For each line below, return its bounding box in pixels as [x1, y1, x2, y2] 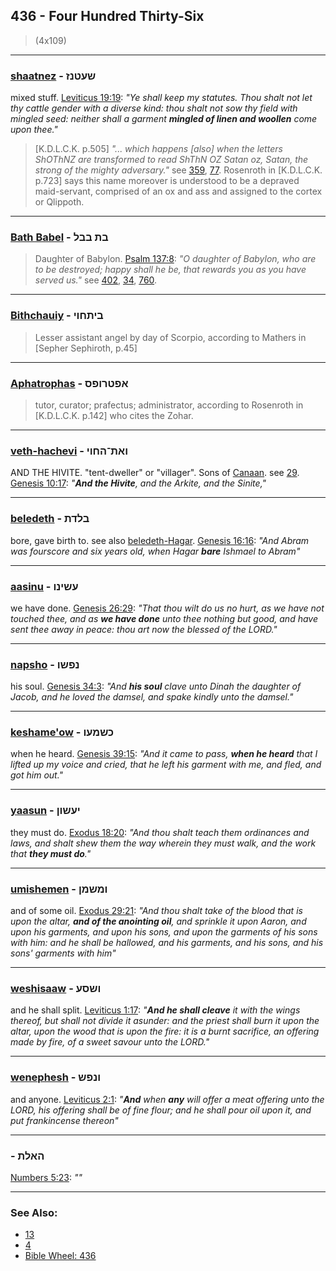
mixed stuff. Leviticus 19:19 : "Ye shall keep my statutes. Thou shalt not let [10, 92, 313, 104]
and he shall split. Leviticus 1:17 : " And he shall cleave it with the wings [10, 1004, 301, 1016]
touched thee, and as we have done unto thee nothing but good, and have [10, 612, 318, 624]
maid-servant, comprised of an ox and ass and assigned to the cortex [34, 185, 323, 198]
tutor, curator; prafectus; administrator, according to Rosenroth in [34, 399, 304, 411]
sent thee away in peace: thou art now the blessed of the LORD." [10, 623, 278, 635]
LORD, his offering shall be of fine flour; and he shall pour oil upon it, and [10, 1104, 312, 1116]
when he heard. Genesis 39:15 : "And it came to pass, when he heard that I [10, 748, 318, 760]
